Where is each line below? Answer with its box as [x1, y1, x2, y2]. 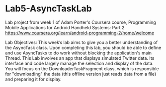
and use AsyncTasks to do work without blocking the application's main [5, 50, 152, 56]
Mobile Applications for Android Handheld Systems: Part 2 [5, 24, 125, 30]
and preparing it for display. [5, 76, 62, 82]
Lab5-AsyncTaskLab [5, 3, 92, 14]
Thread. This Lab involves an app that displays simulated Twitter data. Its [5, 55, 155, 61]
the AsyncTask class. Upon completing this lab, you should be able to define [5, 44, 162, 50]
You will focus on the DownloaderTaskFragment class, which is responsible [5, 65, 159, 72]
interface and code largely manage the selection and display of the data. [5, 60, 154, 66]
